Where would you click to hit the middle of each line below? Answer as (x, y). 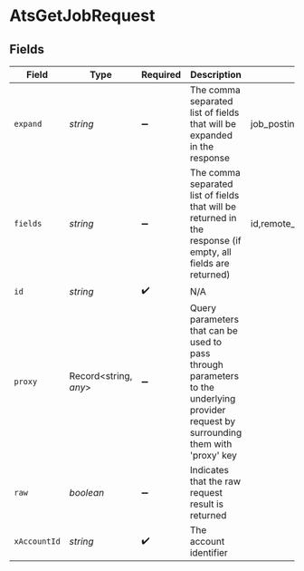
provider (208, 410)
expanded (211, 135)
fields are (209, 263)
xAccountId (37, 542)
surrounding (216, 433)
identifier (209, 552)
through (206, 365)
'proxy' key (214, 455)
